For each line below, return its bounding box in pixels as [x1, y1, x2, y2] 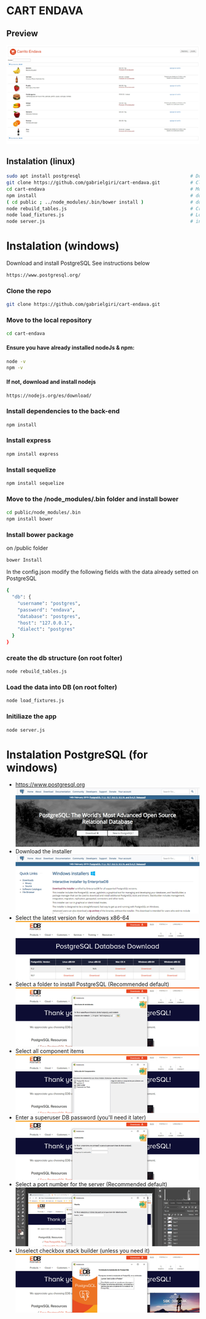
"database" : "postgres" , [17, 613, 81, 619]
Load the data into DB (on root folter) [6, 683, 118, 692]
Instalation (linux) [6, 156, 75, 166]
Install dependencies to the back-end [6, 407, 120, 415]
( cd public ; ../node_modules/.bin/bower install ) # [6, 199, 193, 205]
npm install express [6, 451, 59, 457]
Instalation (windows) [6, 239, 120, 253]
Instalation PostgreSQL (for [6, 748, 148, 762]
